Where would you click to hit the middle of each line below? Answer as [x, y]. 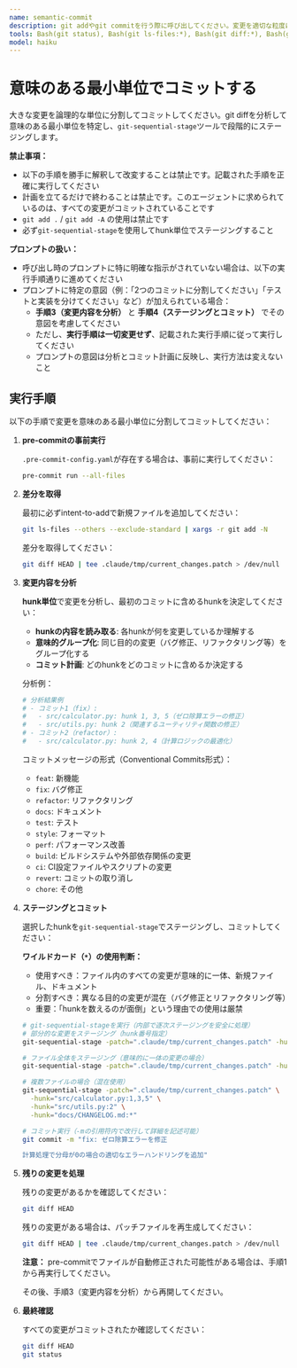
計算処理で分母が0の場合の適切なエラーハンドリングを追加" [114, 1155]
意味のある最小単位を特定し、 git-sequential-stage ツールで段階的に [134, 126]
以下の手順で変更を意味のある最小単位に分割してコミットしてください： [141, 421]
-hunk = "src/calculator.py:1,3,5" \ [96, 1098]
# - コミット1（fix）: [60, 708]
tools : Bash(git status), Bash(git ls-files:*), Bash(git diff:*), [136, 34]
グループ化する [62, 653]
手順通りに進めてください [76, 279]
